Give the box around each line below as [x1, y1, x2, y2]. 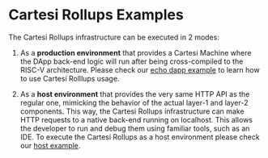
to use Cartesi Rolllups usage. [19, 73, 120, 83]
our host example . [19, 140, 81, 150]
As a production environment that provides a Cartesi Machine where [19, 48, 252, 57]
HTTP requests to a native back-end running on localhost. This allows [19, 114, 253, 124]
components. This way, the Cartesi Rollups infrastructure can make [19, 106, 245, 116]
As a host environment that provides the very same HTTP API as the [19, 89, 250, 98]
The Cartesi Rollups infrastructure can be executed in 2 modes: [8, 32, 220, 42]
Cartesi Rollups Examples [8, 6, 184, 24]
